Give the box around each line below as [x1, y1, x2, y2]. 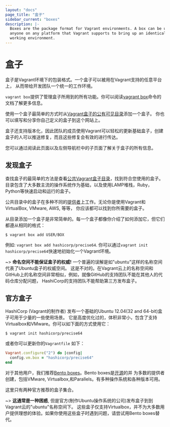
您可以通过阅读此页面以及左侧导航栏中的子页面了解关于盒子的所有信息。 [5, 145, 156, 151]
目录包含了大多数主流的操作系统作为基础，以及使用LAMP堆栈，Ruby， [5, 181, 153, 187]
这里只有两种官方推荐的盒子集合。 [5, 387, 76, 393]
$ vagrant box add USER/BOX [5, 232, 65, 238]
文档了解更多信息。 [5, 100, 46, 106]
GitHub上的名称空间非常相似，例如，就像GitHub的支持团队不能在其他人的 [5, 271, 158, 277]
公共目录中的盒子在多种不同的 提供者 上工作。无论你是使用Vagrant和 [5, 199, 146, 205]
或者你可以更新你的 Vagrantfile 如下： [5, 341, 85, 347]
